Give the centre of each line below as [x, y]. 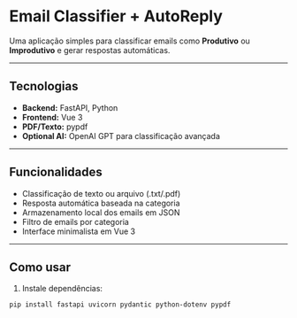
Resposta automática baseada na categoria [101, 203]
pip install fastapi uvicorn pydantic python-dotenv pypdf [120, 305]
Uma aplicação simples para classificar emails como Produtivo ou [129, 41]
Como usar [40, 267]
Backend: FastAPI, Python [70, 107]
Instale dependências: [62, 289]
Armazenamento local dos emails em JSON [101, 212]
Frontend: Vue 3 [52, 117]
